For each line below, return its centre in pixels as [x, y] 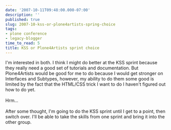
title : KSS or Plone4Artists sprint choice [52, 48]
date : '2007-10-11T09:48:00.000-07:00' [48, 10]
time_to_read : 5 [23, 43]
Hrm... [12, 100]
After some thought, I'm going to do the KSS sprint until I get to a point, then [85, 111]
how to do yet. [20, 89]
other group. [18, 122]
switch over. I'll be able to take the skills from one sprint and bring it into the [85, 116]
